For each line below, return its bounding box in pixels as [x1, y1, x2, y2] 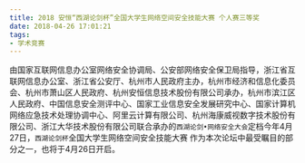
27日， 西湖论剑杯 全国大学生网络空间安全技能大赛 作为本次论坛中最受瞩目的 [9, 132, 286, 143]
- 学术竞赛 [9, 38, 45, 48]
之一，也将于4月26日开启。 [16, 144, 121, 155]
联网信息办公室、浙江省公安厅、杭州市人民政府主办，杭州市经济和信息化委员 [9, 76, 296, 87]
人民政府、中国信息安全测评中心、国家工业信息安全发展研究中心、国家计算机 [9, 99, 296, 110]
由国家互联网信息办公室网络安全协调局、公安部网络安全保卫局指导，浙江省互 [9, 64, 296, 75]
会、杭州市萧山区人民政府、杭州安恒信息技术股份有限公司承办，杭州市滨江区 [9, 87, 296, 98]
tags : [9, 30, 30, 39]
